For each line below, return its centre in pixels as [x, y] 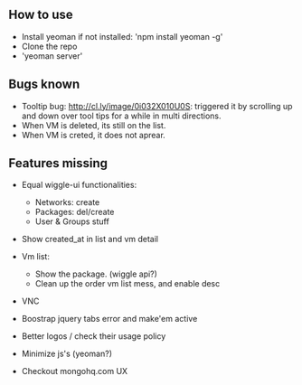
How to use [41, 15]
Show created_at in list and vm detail [90, 239]
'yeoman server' [52, 56]
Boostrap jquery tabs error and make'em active [109, 319]
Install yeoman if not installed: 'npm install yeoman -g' [122, 36]
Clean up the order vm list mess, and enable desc [127, 284]
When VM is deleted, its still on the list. [94, 125]
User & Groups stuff [72, 221]
